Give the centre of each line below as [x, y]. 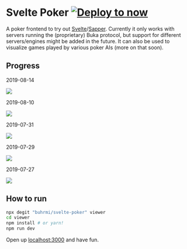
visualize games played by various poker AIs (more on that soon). [85, 47]
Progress [23, 66]
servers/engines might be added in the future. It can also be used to [88, 41]
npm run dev [20, 228]
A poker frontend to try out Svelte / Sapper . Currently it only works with [90, 29]
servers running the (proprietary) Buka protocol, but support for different [93, 35]
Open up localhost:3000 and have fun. [53, 240]
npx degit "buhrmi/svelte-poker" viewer [56, 212]
